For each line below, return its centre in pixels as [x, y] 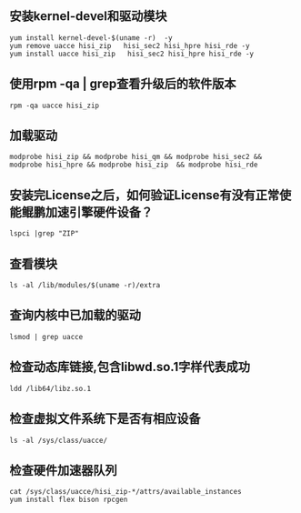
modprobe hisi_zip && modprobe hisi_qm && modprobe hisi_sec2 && [135, 157]
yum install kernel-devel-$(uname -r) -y [91, 38]
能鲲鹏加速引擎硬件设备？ [81, 212]
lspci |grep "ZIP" [44, 234]
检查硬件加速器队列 [63, 470]
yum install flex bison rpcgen [69, 500]
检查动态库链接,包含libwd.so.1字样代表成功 [130, 367]
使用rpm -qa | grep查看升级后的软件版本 [123, 84]
